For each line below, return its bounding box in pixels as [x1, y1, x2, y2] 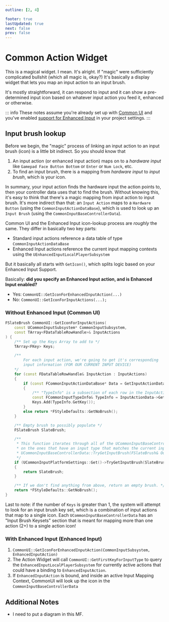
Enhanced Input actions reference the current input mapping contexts [12, 246, 157, 252]
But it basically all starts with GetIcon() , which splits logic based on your [5, 261, 155, 267]
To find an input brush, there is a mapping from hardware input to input [12, 168, 160, 174]
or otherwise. [5, 100, 33, 106]
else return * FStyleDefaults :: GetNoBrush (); [23, 409, 118, 414]
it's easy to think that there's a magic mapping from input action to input [5, 194, 154, 200]
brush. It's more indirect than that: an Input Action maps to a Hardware [5, 200, 151, 206]
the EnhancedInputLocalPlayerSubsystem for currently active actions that [12, 562, 161, 568]
